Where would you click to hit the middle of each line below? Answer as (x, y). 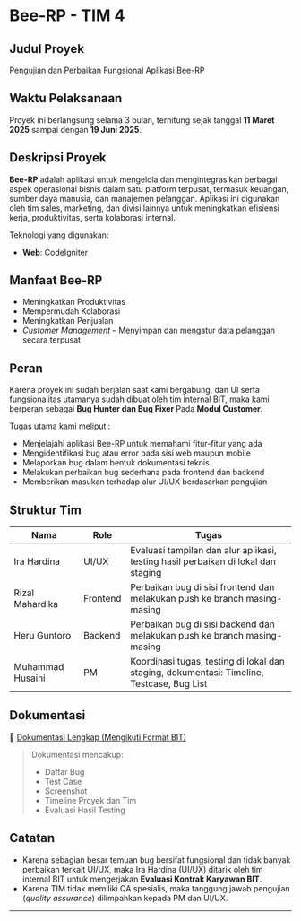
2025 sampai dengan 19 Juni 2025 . (75, 129)
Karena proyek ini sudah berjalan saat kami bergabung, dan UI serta (134, 390)
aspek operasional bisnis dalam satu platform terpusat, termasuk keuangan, (149, 188)
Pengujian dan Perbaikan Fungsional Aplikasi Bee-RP (107, 70)
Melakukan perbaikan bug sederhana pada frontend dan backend (143, 473)
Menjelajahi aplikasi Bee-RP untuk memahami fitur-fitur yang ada (142, 444)
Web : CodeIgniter (55, 252)
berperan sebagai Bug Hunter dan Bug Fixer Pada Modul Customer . (136, 409)
